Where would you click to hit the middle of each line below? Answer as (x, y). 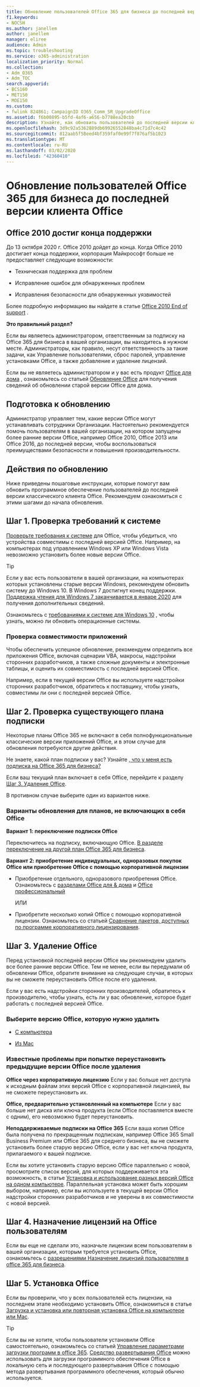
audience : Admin (26, 45)
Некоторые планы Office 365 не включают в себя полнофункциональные (99, 735)
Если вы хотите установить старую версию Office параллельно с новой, (98, 1165)
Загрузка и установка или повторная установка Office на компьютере (95, 1311)
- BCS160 (17, 90)
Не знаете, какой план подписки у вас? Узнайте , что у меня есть (89, 759)
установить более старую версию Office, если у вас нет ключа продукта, (100, 1147)
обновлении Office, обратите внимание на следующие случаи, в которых (100, 973)
